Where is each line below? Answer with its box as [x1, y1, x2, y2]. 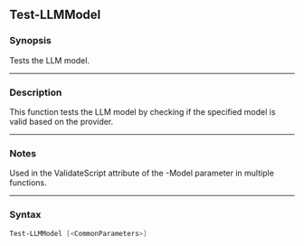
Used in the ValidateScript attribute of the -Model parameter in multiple [9, 167, 274, 179]
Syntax [9, 208, 42, 221]
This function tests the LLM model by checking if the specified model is [9, 106, 276, 117]
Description [9, 86, 62, 99]
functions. [9, 177, 47, 188]
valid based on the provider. [9, 116, 114, 127]
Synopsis [9, 34, 52, 47]
